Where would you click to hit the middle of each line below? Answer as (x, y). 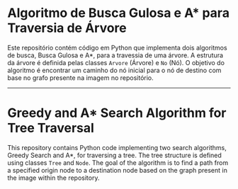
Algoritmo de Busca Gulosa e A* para (119, 13)
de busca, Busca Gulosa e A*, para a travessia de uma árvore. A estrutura (115, 55)
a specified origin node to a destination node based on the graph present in (118, 170)
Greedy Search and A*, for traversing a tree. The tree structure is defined (114, 155)
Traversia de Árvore (67, 28)
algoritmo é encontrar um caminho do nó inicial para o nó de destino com (114, 70)
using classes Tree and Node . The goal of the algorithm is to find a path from (118, 162)
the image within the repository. (53, 178)
